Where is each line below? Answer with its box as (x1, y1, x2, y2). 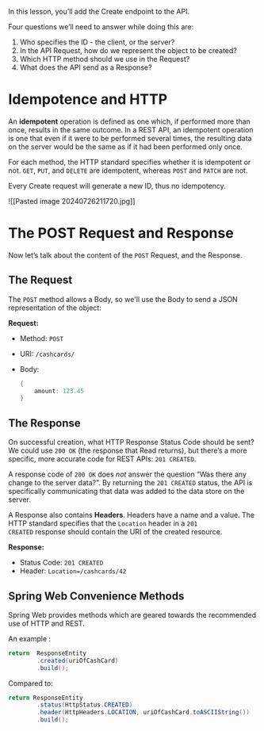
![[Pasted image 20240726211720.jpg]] (8, 196, 136, 205)
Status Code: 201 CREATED (19, 558, 104, 568)
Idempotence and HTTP (8, 90, 168, 109)
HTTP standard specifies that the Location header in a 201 (8, 519, 198, 528)
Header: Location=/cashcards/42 (19, 566, 127, 576)
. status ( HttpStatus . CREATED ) (36, 701, 133, 709)
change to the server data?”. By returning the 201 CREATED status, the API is (8, 478, 253, 488)
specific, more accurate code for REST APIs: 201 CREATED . (8, 454, 197, 464)
